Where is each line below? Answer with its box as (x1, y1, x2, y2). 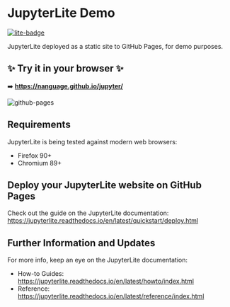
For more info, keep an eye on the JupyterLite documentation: (7, 256, 188, 265)
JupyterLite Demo (7, 5, 115, 21)
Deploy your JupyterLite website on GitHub (7, 179, 202, 191)
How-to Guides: (17, 270, 64, 278)
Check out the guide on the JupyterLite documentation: (7, 209, 169, 217)
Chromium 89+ (17, 158, 62, 167)
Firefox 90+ (17, 151, 52, 160)
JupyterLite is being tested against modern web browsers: (7, 137, 178, 146)
